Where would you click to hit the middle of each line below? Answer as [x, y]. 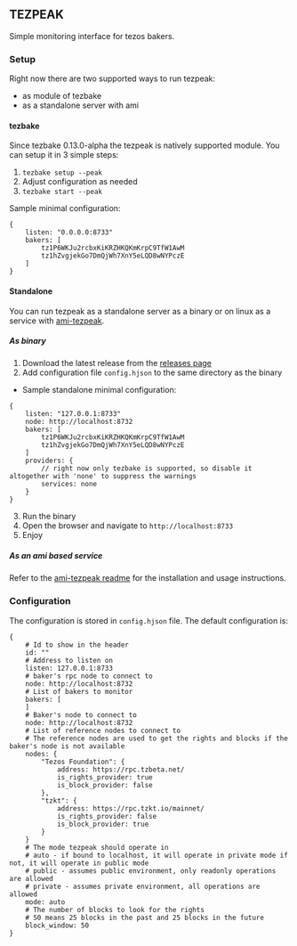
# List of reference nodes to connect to [103, 730]
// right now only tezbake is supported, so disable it [147, 469]
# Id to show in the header [77, 645]
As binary [28, 341]
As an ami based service [56, 556]
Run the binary [49, 517]
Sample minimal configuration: [65, 208]
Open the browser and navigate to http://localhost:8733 [128, 526]
